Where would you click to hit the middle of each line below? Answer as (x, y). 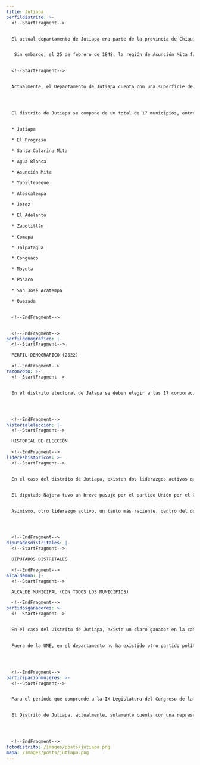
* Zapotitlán (28, 226)
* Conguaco (25, 258)
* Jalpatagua (28, 247)
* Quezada (24, 301)
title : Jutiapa (25, 12)
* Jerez (21, 205)
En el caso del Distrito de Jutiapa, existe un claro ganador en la (98, 630)
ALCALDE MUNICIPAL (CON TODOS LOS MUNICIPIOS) (70, 592)
